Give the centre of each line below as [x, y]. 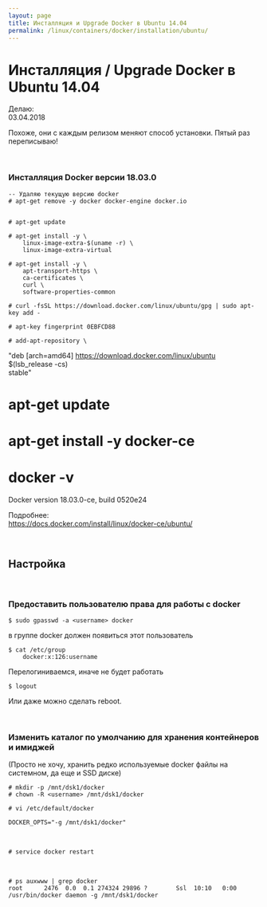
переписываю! [33, 141]
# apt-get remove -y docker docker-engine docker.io [98, 201]
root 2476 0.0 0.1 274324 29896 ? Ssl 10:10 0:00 [123, 889]
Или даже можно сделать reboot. [65, 701]
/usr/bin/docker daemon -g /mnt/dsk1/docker [83, 895]
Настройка [37, 564]
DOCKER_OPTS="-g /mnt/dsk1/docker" [67, 822]
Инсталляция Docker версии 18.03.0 [82, 178]
